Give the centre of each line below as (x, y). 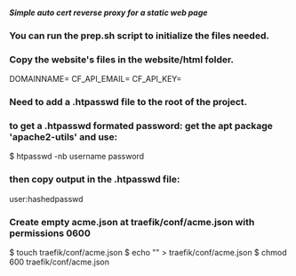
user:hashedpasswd (46, 199)
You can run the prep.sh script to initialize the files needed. (139, 36)
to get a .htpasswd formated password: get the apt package (141, 126)
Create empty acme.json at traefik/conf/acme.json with (132, 222)
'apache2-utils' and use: (64, 137)
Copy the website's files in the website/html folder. (121, 60)
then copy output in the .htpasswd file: (95, 180)
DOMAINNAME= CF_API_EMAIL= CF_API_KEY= (96, 79)
